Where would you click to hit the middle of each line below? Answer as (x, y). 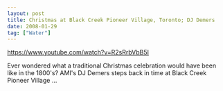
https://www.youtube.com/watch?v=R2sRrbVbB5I (78, 52)
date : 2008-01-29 (32, 26)
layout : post (26, 13)
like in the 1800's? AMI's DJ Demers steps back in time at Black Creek (107, 73)
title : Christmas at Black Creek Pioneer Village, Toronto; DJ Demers (111, 20)
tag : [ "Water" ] (29, 33)
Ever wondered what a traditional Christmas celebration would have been (112, 65)
